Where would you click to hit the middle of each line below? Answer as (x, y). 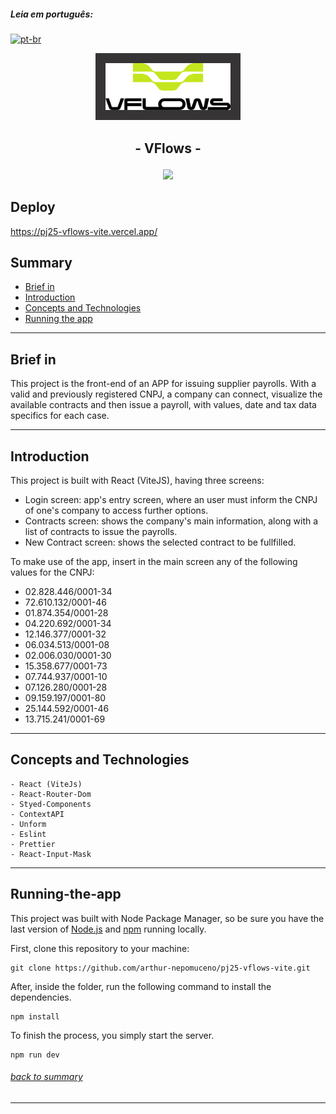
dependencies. (41, 997)
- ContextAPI (37, 814)
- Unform (28, 824)
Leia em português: (52, 14)
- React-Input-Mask (51, 854)
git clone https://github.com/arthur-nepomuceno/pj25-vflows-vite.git (160, 968)
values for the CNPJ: (52, 572)
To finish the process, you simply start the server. (112, 1035)
